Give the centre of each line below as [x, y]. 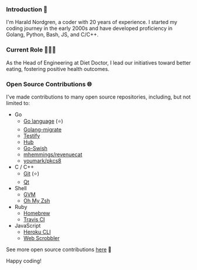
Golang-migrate [42, 129]
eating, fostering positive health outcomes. [58, 69]
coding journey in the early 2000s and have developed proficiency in [89, 28]
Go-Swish [35, 148]
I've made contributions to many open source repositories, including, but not [98, 97]
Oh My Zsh [37, 200]
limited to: [18, 103]
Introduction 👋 [27, 9]
